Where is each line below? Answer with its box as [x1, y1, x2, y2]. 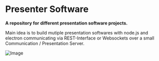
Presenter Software [5, 3, 89, 15]
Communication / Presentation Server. [5, 40, 85, 46]
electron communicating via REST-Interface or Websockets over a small [5, 35, 155, 41]
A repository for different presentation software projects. [5, 20, 128, 26]
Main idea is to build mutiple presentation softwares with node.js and [5, 29, 148, 35]
